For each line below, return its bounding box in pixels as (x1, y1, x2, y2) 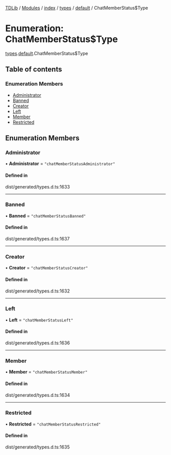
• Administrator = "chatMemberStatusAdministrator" (5, 160, 116, 167)
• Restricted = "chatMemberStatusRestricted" (5, 421, 101, 427)
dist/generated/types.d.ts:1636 (5, 340, 70, 346)
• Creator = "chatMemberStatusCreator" (5, 265, 88, 271)
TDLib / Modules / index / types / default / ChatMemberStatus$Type (5, 5, 149, 11)
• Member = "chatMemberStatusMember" (5, 369, 88, 375)
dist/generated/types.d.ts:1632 (5, 288, 70, 294)
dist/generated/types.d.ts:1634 (5, 392, 70, 398)
